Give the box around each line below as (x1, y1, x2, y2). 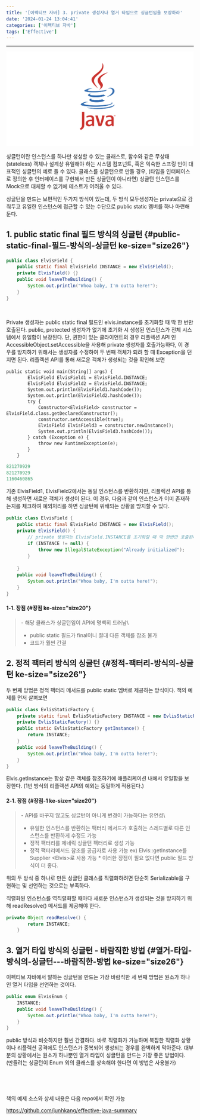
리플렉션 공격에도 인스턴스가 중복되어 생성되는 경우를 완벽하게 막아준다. (17, 1044, 183, 1051)
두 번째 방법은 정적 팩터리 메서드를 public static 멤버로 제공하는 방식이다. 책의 (6, 686, 187, 693)
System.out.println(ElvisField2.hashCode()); (27, 392, 143, 399)
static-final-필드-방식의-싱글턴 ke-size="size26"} (6, 241, 190, 251)
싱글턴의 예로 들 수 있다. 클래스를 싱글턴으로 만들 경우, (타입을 (21, 167, 165, 175)
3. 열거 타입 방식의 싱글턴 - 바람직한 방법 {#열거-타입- (6, 945, 192, 956)
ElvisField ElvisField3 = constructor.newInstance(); (37, 422, 174, 429)
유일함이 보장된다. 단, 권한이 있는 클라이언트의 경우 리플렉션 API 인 (21, 333, 177, 341)
